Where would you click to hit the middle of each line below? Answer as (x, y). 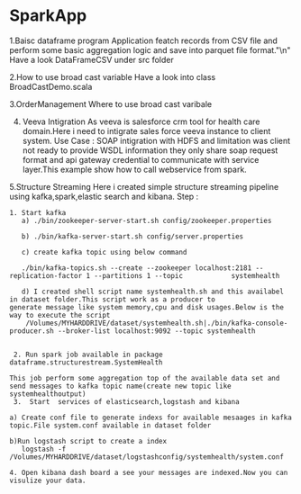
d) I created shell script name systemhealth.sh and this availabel (152, 292)
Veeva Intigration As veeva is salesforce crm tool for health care (141, 121)
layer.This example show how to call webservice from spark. (135, 169)
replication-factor (46, 275)
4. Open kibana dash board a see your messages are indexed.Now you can (149, 472)
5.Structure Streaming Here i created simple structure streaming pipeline (144, 186)
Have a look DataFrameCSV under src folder (91, 59)
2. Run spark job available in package (88, 355)
